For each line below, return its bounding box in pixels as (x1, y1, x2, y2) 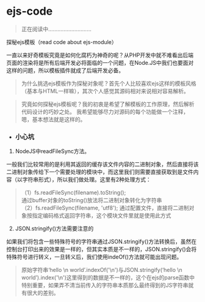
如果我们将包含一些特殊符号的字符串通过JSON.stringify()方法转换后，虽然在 (6, 238, 197, 246)
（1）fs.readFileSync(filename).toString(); (21, 189, 126, 197)
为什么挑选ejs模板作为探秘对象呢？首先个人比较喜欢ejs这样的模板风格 (21, 80, 196, 87)
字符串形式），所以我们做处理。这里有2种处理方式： (22, 176, 151, 183)
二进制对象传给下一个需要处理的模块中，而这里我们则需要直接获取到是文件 (6, 168, 193, 176)
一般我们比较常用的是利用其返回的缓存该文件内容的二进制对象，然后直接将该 (6, 160, 199, 168)
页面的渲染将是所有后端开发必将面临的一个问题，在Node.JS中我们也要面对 (6, 59, 194, 66)
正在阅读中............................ (21, 25, 92, 32)
